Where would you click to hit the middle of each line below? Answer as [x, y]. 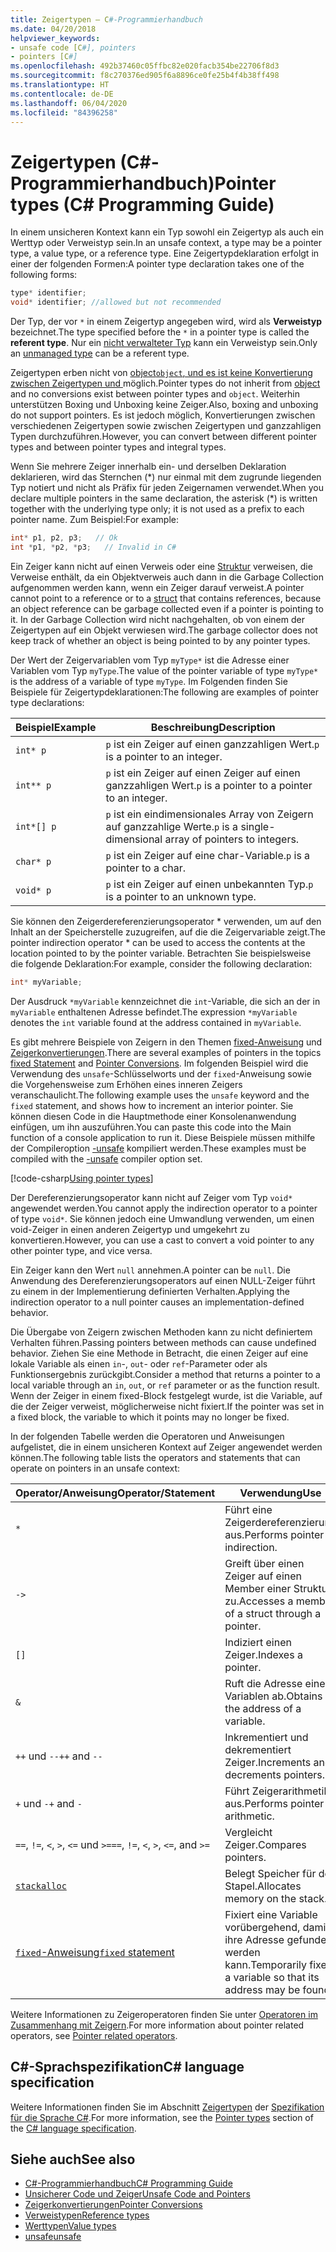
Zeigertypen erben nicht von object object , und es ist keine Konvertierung [161, 373]
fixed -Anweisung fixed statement [95, 1952]
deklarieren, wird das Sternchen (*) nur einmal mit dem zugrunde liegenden [166, 477]
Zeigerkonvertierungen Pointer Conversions [113, 2205]
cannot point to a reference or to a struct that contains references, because [166, 598]
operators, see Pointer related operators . [94, 2035]
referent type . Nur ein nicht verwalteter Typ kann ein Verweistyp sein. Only [164, 343]
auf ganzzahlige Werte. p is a [172, 826]
